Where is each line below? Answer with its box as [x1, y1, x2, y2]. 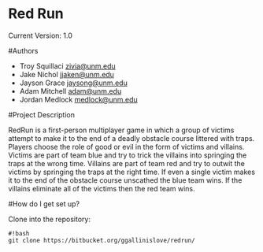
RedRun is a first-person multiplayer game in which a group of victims [8, 125, 235, 135]
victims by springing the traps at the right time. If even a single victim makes [8, 167, 256, 176]
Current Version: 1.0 [8, 31, 72, 40]
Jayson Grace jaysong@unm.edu [19, 78, 128, 87]
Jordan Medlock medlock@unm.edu [19, 94, 138, 104]
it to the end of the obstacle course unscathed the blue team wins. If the [8, 175, 243, 185]
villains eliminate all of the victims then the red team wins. [8, 183, 195, 193]
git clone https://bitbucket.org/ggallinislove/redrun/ [8, 236, 195, 244]
